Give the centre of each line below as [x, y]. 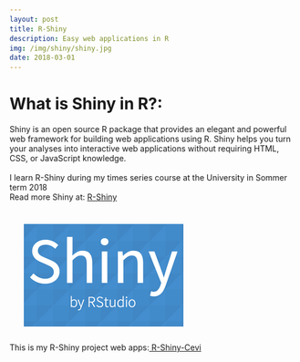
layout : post [34, 19]
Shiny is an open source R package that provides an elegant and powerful [148, 129]
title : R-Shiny [38, 29]
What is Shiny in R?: [86, 104]
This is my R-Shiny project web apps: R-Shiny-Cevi [106, 347]
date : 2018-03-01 [42, 58]
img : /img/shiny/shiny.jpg [61, 48]
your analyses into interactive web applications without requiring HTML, [145, 149]
